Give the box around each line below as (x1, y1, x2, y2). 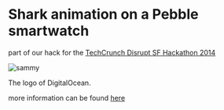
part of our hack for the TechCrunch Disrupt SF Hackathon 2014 (8, 48, 216, 57)
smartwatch (8, 22, 90, 40)
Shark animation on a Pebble (8, 5, 199, 23)
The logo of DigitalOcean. (8, 78, 92, 87)
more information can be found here (8, 93, 126, 102)
